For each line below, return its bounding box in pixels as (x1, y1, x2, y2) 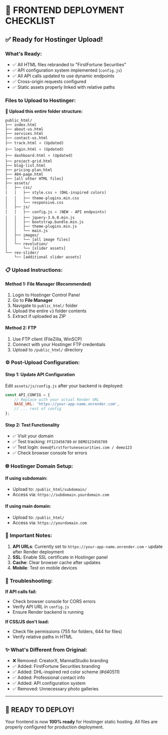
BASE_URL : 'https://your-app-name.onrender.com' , (14, 402, 120, 407)
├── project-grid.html (5, 159, 52, 164)
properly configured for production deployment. (5, 724, 104, 730)
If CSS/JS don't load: (5, 619, 49, 625)
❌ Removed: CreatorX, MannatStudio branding (12, 658, 108, 664)
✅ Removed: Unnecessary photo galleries (12, 686, 99, 692)
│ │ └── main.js (5, 228, 48, 234)
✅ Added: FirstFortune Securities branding (12, 663, 100, 669)
